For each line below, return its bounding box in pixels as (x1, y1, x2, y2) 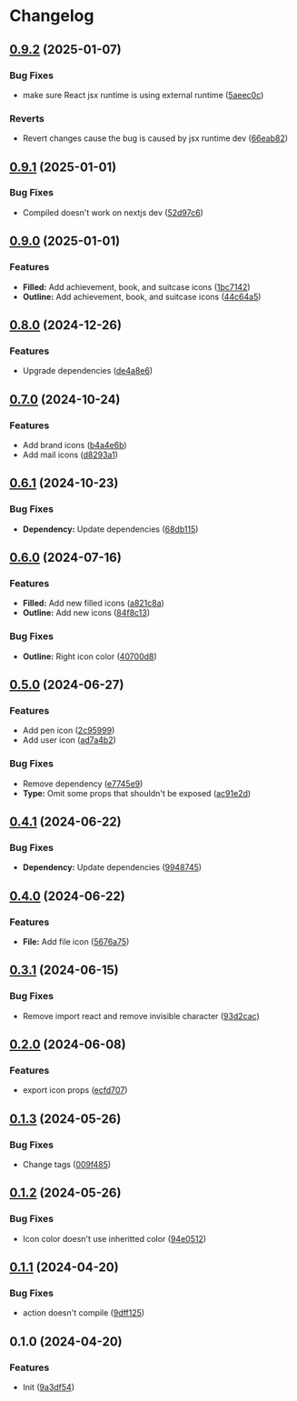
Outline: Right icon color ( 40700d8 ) (22, 651, 157, 662)
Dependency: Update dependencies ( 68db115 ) (22, 524, 199, 535)
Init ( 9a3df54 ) (22, 1382, 75, 1393)
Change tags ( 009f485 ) (22, 1159, 112, 1170)
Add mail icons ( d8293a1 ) (22, 449, 118, 460)
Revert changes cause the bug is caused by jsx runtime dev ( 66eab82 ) (22, 133, 289, 144)
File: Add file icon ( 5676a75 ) (22, 936, 130, 946)
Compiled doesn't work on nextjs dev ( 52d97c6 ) (22, 206, 204, 218)
